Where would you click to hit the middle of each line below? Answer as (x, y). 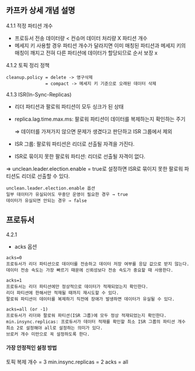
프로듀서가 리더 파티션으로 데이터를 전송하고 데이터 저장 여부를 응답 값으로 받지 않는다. (98, 264)
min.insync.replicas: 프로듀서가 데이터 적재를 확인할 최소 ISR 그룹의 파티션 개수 (96, 322)
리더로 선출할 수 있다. (46, 176)
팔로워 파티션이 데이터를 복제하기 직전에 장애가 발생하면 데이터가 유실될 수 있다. (90, 299)
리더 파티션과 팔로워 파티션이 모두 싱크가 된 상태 (69, 107)
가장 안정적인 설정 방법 (32, 348)
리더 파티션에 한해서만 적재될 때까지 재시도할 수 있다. (62, 293)
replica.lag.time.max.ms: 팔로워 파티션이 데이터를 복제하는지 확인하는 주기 (100, 119)
